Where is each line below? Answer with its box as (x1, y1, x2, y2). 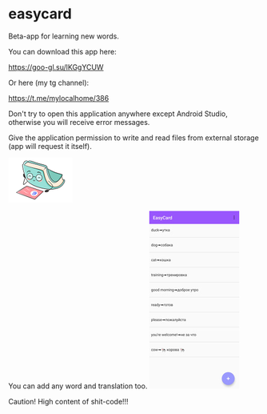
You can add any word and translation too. (8, 381, 148, 391)
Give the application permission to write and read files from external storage (8, 133, 260, 143)
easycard (8, 5, 72, 23)
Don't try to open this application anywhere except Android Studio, (8, 109, 228, 119)
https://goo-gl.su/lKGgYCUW (8, 62, 104, 72)
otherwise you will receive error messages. (8, 117, 150, 127)
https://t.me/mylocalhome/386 (8, 93, 110, 102)
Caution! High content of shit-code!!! (8, 396, 130, 406)
